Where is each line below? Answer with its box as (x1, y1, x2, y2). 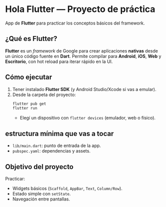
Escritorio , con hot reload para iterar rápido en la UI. (5, 58, 113, 64)
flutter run (12, 106, 37, 111)
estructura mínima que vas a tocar (5, 129, 114, 138)
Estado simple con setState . (12, 190, 71, 196)
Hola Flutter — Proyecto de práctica (5, 3, 156, 15)
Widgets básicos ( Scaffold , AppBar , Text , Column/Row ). (12, 185, 123, 191)
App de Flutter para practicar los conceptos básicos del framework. (5, 20, 145, 26)
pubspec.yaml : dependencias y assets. (12, 148, 91, 154)
